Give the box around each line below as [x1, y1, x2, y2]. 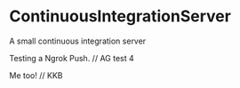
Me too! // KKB [9, 69, 63, 81]
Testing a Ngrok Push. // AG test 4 [9, 52, 135, 63]
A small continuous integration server [9, 36, 147, 46]
